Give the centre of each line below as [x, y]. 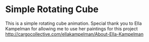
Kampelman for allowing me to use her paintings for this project [71, 28]
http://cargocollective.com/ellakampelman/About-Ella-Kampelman [74, 34]
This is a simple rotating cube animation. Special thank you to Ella [73, 23]
